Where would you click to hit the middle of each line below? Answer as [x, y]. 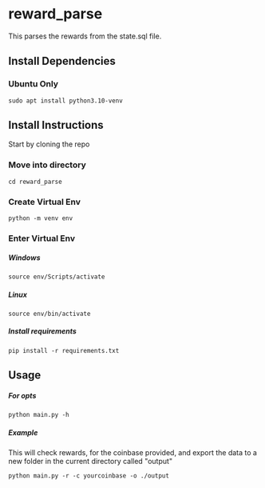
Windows [25, 258]
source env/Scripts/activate [57, 277]
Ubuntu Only [33, 84]
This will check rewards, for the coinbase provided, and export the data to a [133, 453]
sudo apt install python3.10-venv [66, 101]
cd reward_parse [35, 182]
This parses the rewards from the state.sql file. [85, 36]
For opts [22, 395]
